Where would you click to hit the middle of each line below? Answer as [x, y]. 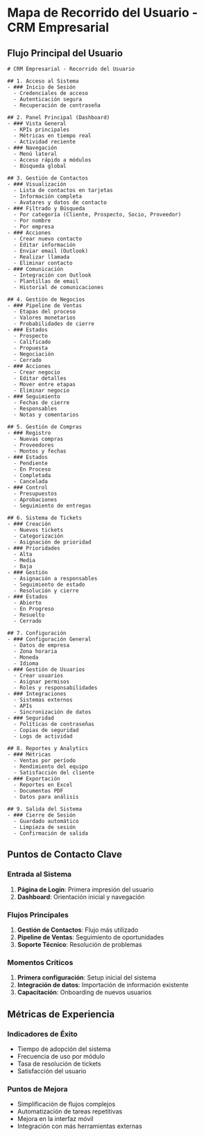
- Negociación [34, 354]
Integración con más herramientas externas [79, 1126]
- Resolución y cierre [46, 591]
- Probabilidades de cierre [54, 324]
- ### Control [28, 487]
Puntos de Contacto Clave [65, 854]
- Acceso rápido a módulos [52, 160]
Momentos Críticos [40, 962]
